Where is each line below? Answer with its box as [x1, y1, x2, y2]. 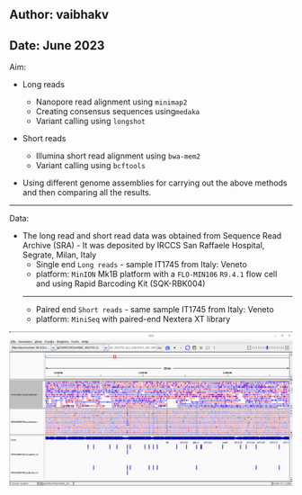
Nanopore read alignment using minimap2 [35, 96, 188, 107]
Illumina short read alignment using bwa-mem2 [35, 150, 200, 161]
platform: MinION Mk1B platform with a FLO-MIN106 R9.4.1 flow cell [35, 269, 278, 280]
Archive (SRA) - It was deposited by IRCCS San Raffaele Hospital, [22, 240, 265, 251]
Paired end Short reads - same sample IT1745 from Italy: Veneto [35, 304, 274, 315]
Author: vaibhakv [9, 7, 110, 22]
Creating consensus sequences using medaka [35, 106, 200, 117]
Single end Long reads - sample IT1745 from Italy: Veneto [35, 259, 247, 270]
